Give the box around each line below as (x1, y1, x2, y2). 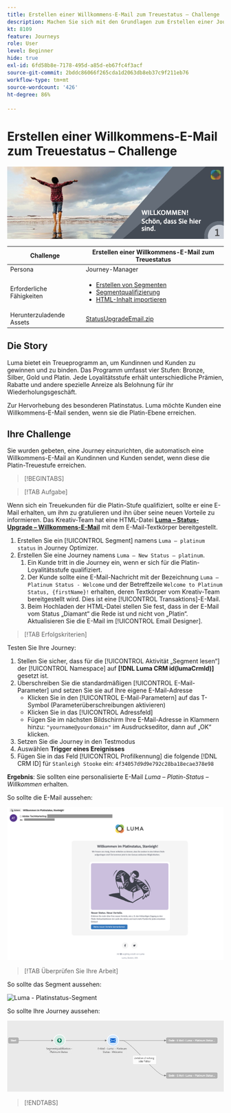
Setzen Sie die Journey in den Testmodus (16, 738, 135, 746)
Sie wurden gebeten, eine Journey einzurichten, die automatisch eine (7, 446, 204, 455)
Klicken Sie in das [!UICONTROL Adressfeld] (27, 708, 153, 716)
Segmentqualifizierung (96, 288, 160, 296)
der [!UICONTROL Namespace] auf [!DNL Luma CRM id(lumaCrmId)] (16, 665, 214, 673)
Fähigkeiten (10, 291, 43, 300)
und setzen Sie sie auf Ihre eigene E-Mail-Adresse (50, 686, 193, 695)
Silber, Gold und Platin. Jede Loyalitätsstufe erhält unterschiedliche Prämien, (7, 373, 224, 382)
